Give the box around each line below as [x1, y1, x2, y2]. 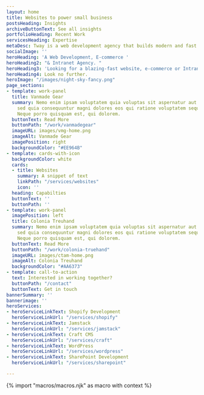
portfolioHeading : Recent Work [6, 32, 86, 38]
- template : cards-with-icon [6, 150, 80, 156]
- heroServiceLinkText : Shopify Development [6, 309, 121, 315]
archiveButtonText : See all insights [6, 26, 102, 32]
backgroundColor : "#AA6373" [12, 264, 83, 270]
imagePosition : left [12, 212, 64, 219]
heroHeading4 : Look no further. [6, 71, 88, 77]
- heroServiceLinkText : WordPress [6, 343, 94, 349]
